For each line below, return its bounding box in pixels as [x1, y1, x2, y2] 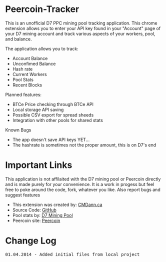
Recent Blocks [12, 81, 42, 88]
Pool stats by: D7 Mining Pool [12, 212, 73, 218]
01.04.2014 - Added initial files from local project [5, 251, 140, 257]
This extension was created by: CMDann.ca [12, 201, 102, 207]
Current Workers [12, 71, 47, 77]
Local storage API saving [12, 106, 64, 112]
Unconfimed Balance [12, 60, 56, 66]
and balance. [5, 36, 32, 42]
